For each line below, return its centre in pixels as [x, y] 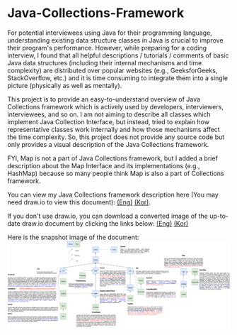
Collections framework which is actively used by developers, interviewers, [116, 106]
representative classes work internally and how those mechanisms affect [114, 129]
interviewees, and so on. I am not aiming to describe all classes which [109, 114]
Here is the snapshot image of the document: [73, 237]
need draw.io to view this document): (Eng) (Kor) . [79, 202]
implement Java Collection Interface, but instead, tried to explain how [109, 121]
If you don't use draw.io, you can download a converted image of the [108, 216]
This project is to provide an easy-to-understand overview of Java [104, 99]
